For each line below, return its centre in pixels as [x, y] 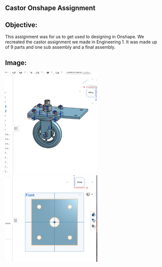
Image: [16, 63]
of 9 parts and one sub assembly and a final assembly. [60, 47]
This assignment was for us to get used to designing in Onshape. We [75, 37]
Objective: [21, 25]
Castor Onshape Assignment [50, 8]
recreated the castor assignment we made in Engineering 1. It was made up [81, 42]
